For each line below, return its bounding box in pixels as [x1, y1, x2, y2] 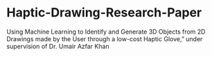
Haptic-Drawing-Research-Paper [6, 5, 202, 21]
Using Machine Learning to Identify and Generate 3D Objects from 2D [6, 27, 206, 36]
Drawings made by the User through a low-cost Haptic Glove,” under [6, 34, 203, 43]
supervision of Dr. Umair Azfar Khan [6, 42, 109, 50]
